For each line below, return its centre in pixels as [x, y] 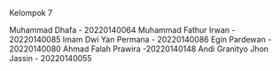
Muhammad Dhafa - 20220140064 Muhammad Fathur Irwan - [122, 30]
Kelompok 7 [31, 13]
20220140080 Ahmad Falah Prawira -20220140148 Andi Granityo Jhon [139, 49]
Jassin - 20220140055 [51, 58]
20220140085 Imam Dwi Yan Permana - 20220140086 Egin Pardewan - [140, 39]
